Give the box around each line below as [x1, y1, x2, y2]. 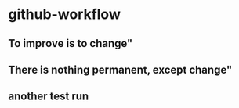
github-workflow [8, 5, 121, 23]
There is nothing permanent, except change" [8, 63, 233, 76]
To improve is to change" [8, 37, 133, 50]
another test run [8, 90, 89, 103]
